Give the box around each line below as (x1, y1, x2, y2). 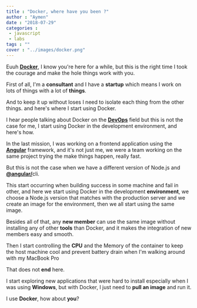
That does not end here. (6, 266, 65, 273)
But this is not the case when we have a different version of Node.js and (6, 164, 181, 171)
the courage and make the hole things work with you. (6, 69, 135, 77)
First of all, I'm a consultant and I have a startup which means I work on (6, 81, 182, 88)
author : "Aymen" (6, 14, 49, 20)
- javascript (8, 31, 41, 37)
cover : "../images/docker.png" (6, 47, 85, 53)
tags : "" (6, 42, 31, 48)
